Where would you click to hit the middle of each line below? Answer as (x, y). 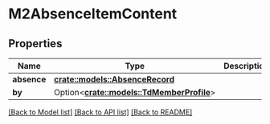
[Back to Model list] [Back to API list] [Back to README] (100, 112)
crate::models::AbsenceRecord (114, 79)
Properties (35, 44)
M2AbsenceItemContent (93, 14)
